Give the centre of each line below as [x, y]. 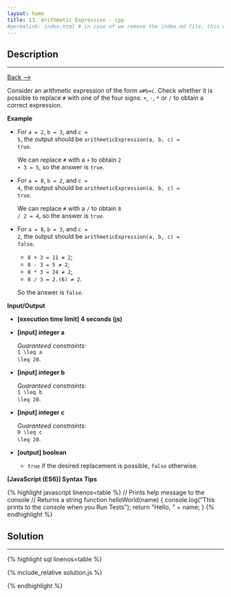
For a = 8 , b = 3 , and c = [52, 229]
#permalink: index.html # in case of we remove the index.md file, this [113, 26]
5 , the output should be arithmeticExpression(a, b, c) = [98, 139]
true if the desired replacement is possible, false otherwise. [113, 466]
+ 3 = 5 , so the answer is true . [61, 167]
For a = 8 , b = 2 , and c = [52, 180]
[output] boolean [42, 452]
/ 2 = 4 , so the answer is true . [61, 216]
